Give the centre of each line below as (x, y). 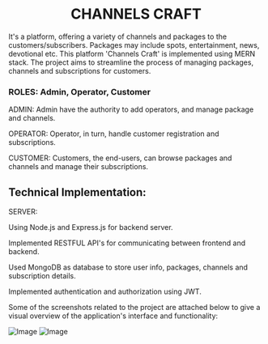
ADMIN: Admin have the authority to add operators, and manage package (131, 109)
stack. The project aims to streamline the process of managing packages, (131, 62)
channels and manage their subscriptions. (78, 167)
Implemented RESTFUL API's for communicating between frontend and (127, 243)
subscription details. (43, 276)
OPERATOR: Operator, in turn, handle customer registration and (114, 134)
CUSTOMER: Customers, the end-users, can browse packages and (120, 158)
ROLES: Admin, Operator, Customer (80, 91)
